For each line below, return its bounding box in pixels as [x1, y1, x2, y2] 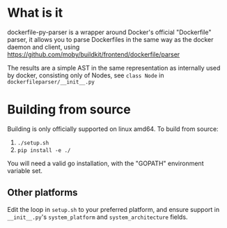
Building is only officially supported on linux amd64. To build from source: [7, 124, 219, 133]
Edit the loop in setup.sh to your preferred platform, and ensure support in [7, 205, 220, 213]
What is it [7, 5, 63, 21]
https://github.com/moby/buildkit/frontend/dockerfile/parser [7, 50, 180, 59]
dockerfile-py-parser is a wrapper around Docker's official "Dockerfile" [7, 28, 212, 36]
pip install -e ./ [17, 146, 71, 154]
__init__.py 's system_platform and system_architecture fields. [7, 213, 188, 221]
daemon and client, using [7, 43, 80, 51]
